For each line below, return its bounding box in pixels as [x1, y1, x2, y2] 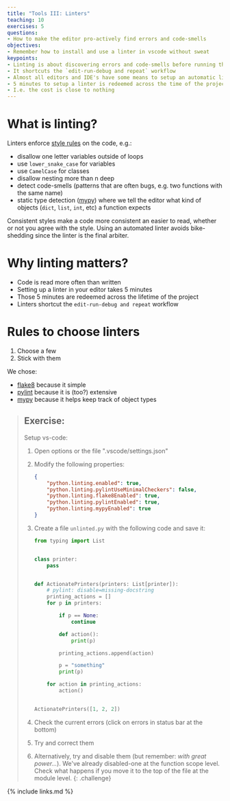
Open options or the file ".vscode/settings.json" [34, 447, 168, 455]
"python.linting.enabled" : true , [47, 480, 142, 486]
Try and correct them [34, 738, 94, 747]
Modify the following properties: [34, 460, 125, 468]
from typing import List [34, 537, 105, 544]
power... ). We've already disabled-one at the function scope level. [34, 759, 220, 767]
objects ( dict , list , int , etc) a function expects [16, 203, 151, 212]
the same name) [16, 189, 63, 197]
